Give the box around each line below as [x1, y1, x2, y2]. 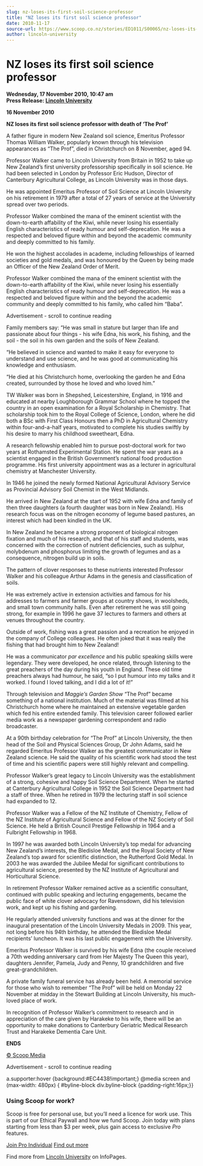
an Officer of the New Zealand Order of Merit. [6, 263, 120, 270]
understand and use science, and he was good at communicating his [6, 355, 178, 363]
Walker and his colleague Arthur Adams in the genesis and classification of [6, 572, 193, 580]
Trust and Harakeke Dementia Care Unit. [6, 1028, 107, 1036]
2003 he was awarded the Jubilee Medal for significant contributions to [6, 860, 185, 867]
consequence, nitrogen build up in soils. [6, 554, 106, 561]
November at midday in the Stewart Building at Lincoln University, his [6, 991, 178, 998]
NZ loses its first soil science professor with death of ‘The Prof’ [6, 121, 169, 128]
